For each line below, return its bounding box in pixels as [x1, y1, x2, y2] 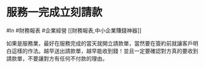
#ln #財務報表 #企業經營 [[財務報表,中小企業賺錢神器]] [6, 27, 142, 34]
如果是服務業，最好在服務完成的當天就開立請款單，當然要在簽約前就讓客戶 [6, 39, 193, 47]
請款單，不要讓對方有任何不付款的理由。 [6, 55, 108, 62]
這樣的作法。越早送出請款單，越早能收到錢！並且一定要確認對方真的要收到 [11, 47, 199, 55]
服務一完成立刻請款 [6, 5, 103, 19]
